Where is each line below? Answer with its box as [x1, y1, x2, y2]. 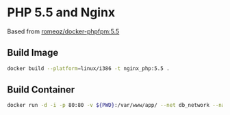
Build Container [7, 84, 75, 96]
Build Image [7, 47, 59, 59]
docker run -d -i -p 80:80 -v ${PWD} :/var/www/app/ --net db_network [7, 102, 210, 109]
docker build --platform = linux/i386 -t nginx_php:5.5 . [7, 65, 170, 72]
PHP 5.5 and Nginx [7, 5, 116, 20]
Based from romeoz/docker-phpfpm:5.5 [7, 27, 120, 35]
